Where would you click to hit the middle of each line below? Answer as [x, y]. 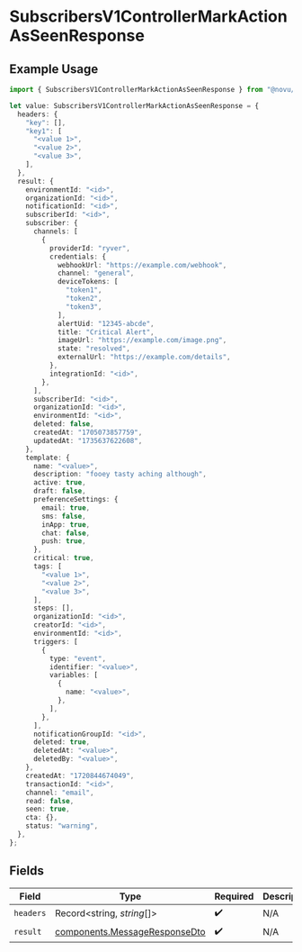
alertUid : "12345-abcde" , [106, 323]
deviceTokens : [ [88, 282]
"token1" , [84, 290]
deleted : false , [63, 424]
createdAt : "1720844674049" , [80, 775]
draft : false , [60, 491]
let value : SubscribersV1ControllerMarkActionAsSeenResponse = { [134, 105]
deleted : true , [62, 742]
